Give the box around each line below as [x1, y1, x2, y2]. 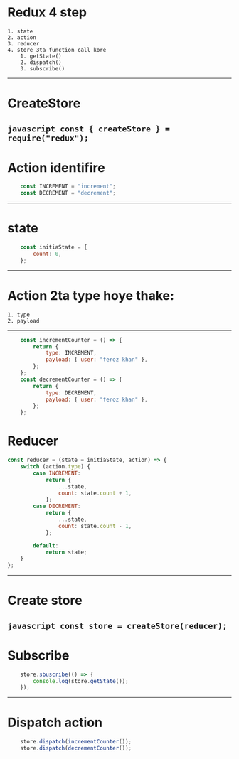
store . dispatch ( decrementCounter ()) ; [20, 745, 132, 752]
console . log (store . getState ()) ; [33, 677, 129, 684]
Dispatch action [7, 715, 103, 731]
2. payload [7, 317, 40, 324]
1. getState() [20, 53, 62, 60]
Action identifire [7, 159, 105, 176]
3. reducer [7, 40, 40, 47]
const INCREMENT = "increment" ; [20, 183, 116, 190]
